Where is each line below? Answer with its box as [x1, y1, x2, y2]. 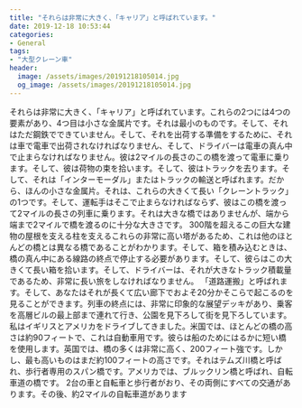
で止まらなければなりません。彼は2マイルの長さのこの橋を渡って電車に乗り [9, 151, 290, 162]
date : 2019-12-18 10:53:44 [9, 22, 111, 31]
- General [9, 38, 47, 48]
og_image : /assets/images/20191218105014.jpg [17, 80, 192, 89]
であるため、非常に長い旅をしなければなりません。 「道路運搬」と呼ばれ [9, 275, 280, 286]
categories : [9, 30, 54, 39]
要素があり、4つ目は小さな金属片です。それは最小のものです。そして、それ [9, 117, 288, 128]
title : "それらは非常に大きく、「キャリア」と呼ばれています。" [9, 13, 216, 23]
